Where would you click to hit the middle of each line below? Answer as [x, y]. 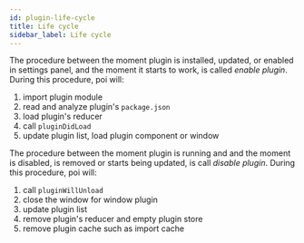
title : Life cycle [44, 26]
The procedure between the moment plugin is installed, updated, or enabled [152, 61]
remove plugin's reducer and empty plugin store [113, 219]
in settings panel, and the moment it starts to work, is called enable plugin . [148, 70]
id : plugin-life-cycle [52, 18]
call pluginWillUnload [63, 190]
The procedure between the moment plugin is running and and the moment [150, 153]
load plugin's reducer [62, 117]
